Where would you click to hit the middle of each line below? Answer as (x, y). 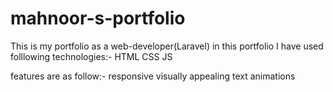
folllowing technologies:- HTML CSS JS (91, 56)
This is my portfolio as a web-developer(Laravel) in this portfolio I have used (167, 46)
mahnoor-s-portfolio (98, 18)
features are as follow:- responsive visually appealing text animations (153, 76)
